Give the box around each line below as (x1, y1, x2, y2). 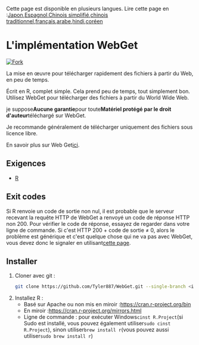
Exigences (6, 158, 46, 169)
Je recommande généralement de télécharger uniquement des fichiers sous (6, 123, 193, 130)
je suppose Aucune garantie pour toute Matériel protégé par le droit (6, 105, 172, 113)
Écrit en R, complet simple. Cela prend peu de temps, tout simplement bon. (6, 88, 191, 95)
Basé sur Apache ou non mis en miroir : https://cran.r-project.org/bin (23, 301, 191, 308)
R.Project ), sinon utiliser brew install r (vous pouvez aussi (23, 326, 169, 333)
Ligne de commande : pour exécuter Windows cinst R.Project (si (23, 313, 184, 321)
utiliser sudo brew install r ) (23, 332, 94, 340)
